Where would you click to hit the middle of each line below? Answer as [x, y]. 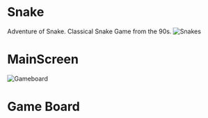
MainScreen [43, 59]
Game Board [43, 107]
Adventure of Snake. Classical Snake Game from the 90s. [89, 31]
